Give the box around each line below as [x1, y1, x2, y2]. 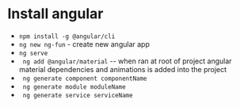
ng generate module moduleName [22, 82, 126, 91]
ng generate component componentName [22, 75, 147, 82]
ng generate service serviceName [22, 91, 133, 99]
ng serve [18, 49, 48, 57]
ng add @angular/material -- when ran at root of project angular [22, 56, 232, 66]
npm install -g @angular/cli [18, 32, 116, 40]
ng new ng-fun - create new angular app [18, 39, 150, 48]
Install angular [7, 5, 104, 23]
